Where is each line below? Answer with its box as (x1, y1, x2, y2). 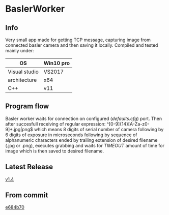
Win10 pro (43, 59, 70, 67)
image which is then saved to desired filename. (5, 148, 104, 154)
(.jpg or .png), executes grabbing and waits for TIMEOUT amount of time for (5, 142, 164, 148)
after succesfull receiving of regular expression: (5, 120, 106, 127)
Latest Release (5, 163, 53, 171)
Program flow (5, 102, 49, 111)
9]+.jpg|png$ (5, 126, 33, 132)
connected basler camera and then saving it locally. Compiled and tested (5, 42, 158, 48)
